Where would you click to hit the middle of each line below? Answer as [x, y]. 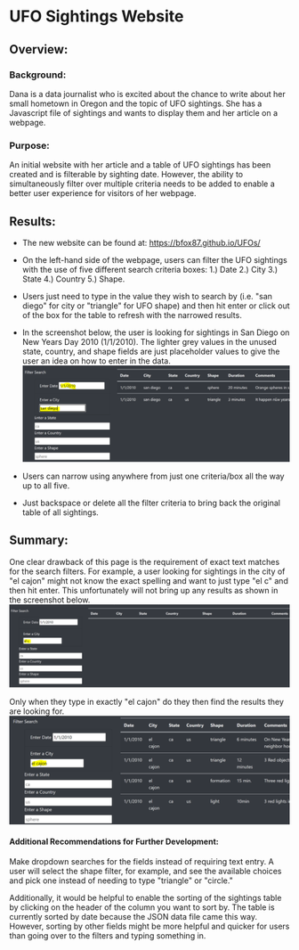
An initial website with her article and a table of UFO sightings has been [140, 165]
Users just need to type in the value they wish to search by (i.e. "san [147, 296]
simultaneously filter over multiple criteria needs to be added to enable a [142, 184]
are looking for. [37, 711]
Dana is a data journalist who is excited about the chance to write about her [148, 94]
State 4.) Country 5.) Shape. [73, 279]
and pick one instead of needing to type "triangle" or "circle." [121, 880]
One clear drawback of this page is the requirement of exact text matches [145, 561]
